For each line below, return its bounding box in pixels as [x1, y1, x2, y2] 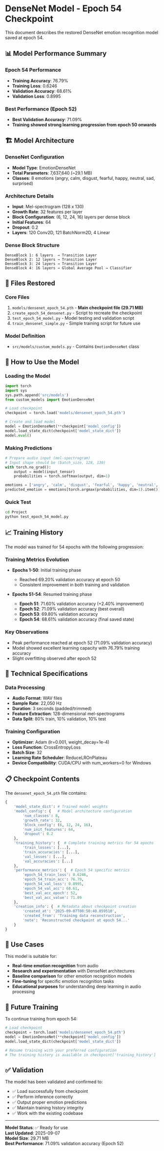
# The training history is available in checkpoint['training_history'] [5, 1052, 156, 1057]
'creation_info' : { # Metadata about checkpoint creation [14, 904, 137, 909]
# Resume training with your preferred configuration [5, 1048, 117, 1053]
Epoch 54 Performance [5, 66, 61, 73]
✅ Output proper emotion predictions [12, 1099, 87, 1105]
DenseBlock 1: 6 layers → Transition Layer [5, 253, 97, 258]
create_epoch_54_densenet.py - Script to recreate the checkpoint [12, 310, 143, 316]
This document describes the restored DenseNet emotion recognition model [5, 29, 159, 35]
